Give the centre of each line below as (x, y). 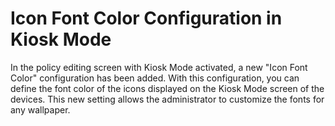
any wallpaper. (40, 109)
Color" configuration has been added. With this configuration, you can (155, 78)
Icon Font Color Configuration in (146, 18)
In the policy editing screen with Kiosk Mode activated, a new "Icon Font (159, 67)
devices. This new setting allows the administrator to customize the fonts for (167, 99)
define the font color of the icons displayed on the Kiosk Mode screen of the (167, 88)
